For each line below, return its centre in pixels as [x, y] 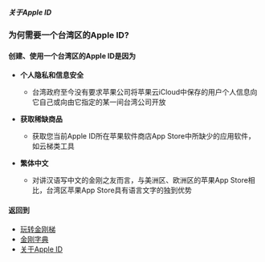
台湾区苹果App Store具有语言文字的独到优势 [119, 190]
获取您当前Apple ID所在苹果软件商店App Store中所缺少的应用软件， [143, 136]
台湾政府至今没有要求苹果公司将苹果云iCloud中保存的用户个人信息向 [145, 92]
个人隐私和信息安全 [52, 75]
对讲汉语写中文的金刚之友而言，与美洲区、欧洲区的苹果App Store [140, 180]
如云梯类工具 [53, 146]
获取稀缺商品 [41, 119]
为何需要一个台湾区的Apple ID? [69, 34]
